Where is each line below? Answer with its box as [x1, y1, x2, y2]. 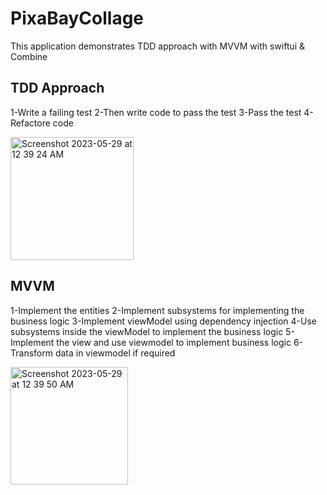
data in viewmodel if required [54, 347, 176, 359]
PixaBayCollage [10, 7, 145, 30]
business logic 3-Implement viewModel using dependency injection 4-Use [10, 315, 318, 327]
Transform [10, 347, 53, 359]
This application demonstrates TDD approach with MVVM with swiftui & [10, 40, 306, 52]
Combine [10, 50, 48, 62]
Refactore [10, 117, 51, 129]
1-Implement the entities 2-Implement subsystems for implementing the [10, 304, 305, 316]
